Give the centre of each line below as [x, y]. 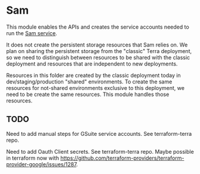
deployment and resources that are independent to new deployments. [92, 64]
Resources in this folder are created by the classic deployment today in [93, 75]
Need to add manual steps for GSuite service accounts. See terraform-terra [99, 133]
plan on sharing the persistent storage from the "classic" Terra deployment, [99, 51]
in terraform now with [33, 158]
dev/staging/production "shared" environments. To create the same [89, 82]
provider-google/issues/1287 [41, 164]
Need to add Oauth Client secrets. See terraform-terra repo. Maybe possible [100, 151]
